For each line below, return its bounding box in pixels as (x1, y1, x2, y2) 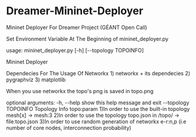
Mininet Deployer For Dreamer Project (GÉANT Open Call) (6, 24, 147, 31)
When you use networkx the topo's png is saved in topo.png (6, 87, 154, 94)
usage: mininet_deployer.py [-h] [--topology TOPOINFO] (6, 46, 144, 54)
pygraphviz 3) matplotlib (6, 76, 66, 83)
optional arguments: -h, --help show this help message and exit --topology (6, 99, 189, 106)
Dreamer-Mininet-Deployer (6, 4, 144, 18)
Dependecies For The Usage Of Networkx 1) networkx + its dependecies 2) (6, 69, 191, 77)
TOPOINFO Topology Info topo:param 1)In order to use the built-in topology (6, 105, 190, 112)
